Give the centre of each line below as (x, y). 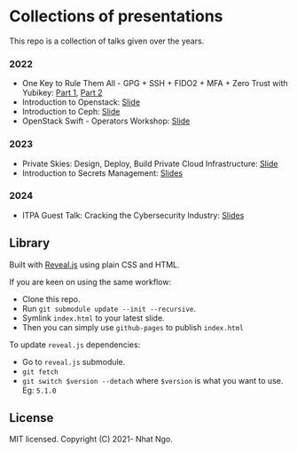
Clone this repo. (51, 298)
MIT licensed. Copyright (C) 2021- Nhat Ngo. (91, 439)
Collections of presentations (116, 16)
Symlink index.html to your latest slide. (94, 318)
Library (30, 243)
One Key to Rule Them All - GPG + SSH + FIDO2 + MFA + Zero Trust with (155, 83)
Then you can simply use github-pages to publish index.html (133, 327)
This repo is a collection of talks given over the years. (107, 41)
